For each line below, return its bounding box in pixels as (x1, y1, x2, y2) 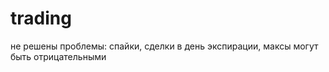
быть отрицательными (10, 50, 107, 62)
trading (10, 7, 72, 30)
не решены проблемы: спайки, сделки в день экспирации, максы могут (10, 40, 319, 52)
